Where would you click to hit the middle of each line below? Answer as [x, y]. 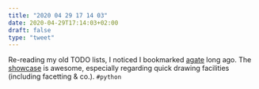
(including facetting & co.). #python [65, 76]
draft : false [30, 30]
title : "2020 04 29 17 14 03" [58, 15]
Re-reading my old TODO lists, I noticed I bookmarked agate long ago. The [130, 60]
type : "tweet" [32, 37]
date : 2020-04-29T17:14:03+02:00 [63, 23]
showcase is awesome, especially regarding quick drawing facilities [119, 69]
